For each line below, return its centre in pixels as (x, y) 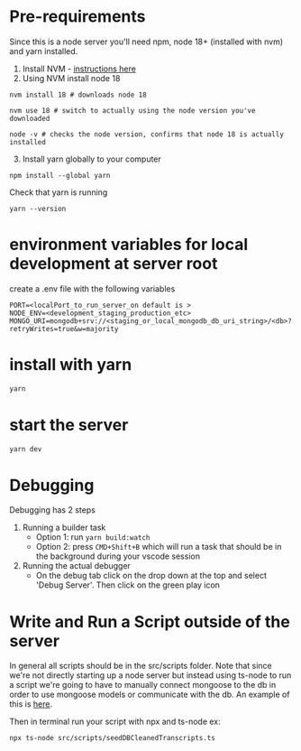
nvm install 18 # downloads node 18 (78, 95)
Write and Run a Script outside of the (150, 621)
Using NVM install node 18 (71, 78)
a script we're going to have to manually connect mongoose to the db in (143, 685)
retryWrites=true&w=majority (64, 329)
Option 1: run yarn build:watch (93, 537)
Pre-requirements (78, 17)
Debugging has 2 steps (53, 510)
